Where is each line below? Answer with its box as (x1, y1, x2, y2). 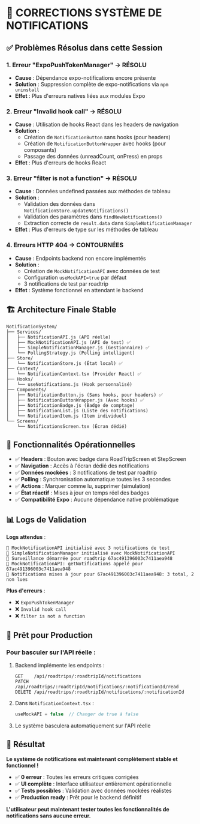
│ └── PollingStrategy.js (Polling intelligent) (6, 350, 135, 356)
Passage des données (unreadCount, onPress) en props (23, 153, 163, 160)
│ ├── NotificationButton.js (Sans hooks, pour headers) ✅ (6, 392, 163, 398)
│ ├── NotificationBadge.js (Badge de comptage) (6, 402, 135, 408)
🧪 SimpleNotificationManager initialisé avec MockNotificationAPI (6, 550, 175, 556)
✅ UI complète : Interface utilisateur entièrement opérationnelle (14, 780, 172, 787)
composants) (23, 146, 57, 154)
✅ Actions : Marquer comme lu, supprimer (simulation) (14, 483, 151, 490)
